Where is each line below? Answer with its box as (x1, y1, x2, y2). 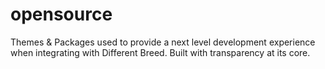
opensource (10, 3, 113, 26)
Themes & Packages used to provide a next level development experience (10, 36, 316, 48)
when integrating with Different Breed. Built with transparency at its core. (10, 46, 311, 58)
